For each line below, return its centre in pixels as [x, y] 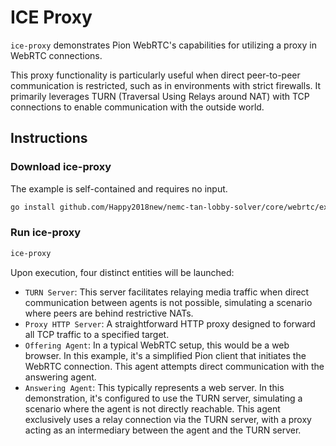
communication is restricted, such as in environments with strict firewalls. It [166, 85]
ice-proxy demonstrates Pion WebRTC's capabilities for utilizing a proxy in [163, 45]
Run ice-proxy [46, 233]
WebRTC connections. [56, 55]
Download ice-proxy [61, 167]
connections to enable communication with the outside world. [137, 107]
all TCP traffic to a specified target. [97, 334]
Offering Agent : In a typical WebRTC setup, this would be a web [157, 345]
